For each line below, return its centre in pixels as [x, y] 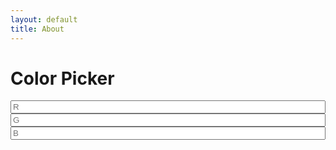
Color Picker [62, 78]
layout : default [44, 19]
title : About [37, 29]
